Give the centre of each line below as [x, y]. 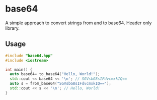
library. [13, 28]
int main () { [19, 69]
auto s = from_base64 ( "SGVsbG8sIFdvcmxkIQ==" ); [61, 84]
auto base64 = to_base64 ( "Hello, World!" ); [55, 74]
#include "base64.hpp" [29, 56]
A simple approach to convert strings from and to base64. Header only [78, 23]
